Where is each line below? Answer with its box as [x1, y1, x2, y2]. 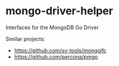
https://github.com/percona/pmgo [14, 53, 98, 60]
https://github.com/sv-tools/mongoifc [14, 46, 107, 54]
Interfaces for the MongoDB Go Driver [5, 24, 99, 31]
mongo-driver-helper [5, 4, 114, 18]
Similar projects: [5, 35, 45, 42]
